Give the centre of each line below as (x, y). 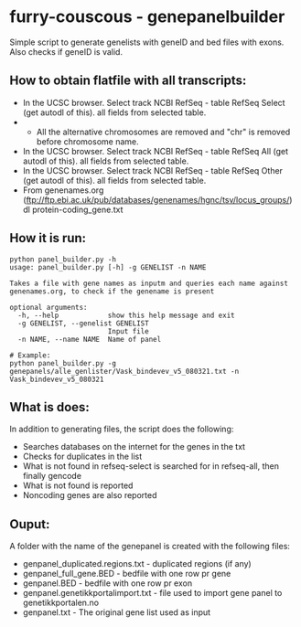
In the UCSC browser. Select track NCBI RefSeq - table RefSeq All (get (156, 151)
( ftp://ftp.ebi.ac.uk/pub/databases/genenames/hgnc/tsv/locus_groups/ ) (157, 199)
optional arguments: (49, 307)
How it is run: (48, 238)
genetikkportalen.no (60, 603)
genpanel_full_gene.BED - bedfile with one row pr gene (127, 574)
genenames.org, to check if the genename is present (112, 291)
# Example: (30, 355)
